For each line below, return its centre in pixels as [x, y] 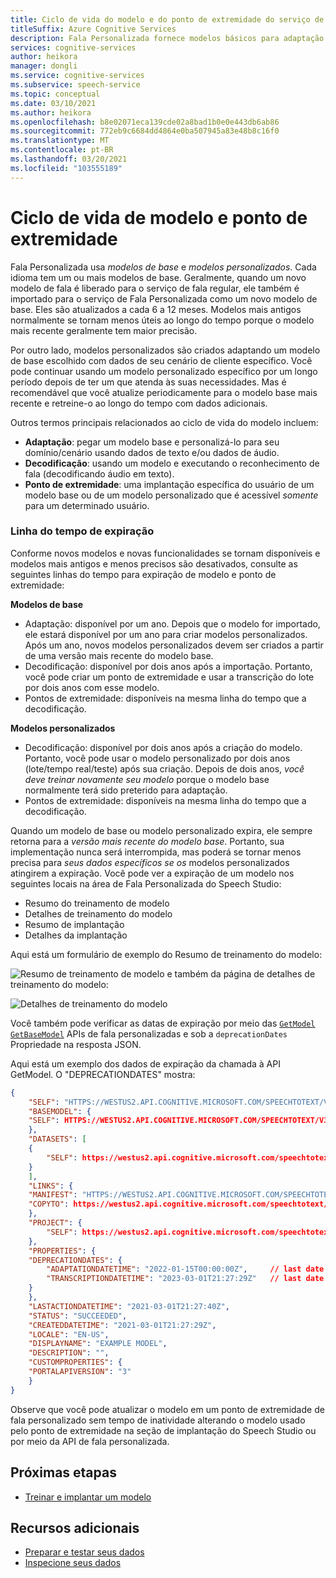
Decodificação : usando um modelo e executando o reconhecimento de [172, 463]
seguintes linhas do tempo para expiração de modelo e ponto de [143, 574]
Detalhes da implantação [76, 935]
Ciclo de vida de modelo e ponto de [159, 217]
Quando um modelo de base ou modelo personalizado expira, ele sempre [161, 830]
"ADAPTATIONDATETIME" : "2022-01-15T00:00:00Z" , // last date [185, 1269]
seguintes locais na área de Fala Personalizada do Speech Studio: [146, 883]
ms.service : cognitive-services [77, 76]
